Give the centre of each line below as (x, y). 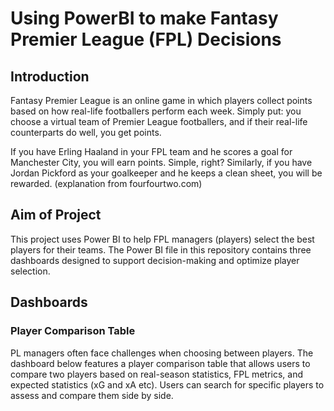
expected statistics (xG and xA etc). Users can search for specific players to (167, 384)
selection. (30, 271)
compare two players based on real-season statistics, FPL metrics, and (156, 374)
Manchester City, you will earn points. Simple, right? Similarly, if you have (161, 162)
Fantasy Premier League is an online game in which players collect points (161, 100)
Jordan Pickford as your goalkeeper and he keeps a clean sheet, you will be (166, 173)
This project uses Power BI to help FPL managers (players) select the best (162, 239)
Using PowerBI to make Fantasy (144, 18)
